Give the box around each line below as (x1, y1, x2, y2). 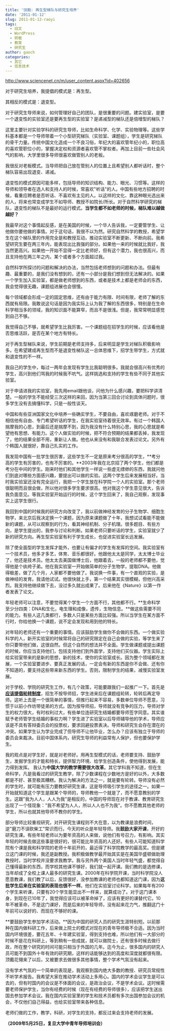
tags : (5, 21, 17, 27)
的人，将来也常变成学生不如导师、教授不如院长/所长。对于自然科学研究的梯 (5, 199, 162, 205)
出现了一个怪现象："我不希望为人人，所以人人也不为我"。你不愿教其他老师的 (5, 802, 165, 809)
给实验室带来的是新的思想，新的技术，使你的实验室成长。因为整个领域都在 (5, 654, 160, 660)
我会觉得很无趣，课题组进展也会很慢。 (5, 284, 85, 290)
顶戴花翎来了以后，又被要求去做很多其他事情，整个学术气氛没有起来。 (5, 957, 152, 963)
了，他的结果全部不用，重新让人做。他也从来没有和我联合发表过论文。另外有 (5, 436, 165, 442)
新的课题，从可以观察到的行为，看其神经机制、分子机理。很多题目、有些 (5, 521, 156, 527)
